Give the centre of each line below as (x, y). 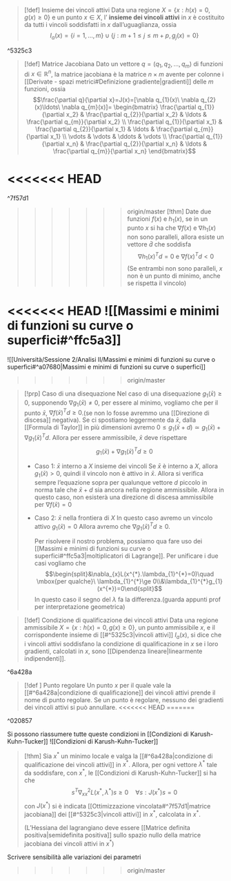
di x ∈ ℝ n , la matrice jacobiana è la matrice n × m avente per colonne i (124, 73)
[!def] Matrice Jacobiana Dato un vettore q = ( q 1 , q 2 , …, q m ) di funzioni (123, 65)
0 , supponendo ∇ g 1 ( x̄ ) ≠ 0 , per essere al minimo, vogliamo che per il (121, 403)
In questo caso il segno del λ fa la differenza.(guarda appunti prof (128, 599)
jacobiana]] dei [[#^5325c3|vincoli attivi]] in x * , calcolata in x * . (112, 814)
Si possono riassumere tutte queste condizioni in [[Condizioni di (98, 734)
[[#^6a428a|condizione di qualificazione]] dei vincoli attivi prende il (120, 693)
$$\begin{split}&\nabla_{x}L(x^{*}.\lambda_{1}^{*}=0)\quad (130, 574)
